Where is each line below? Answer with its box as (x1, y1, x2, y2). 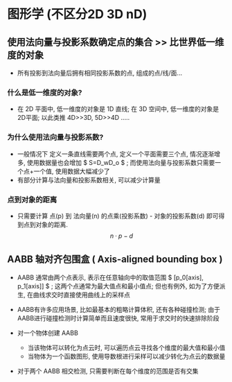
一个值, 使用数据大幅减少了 (33, 167, 111, 175)
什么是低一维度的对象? (7, 87, 82, 97)
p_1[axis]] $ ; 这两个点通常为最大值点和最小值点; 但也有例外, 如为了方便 (17, 281, 220, 290)
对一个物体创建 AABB (17, 329, 78, 337)
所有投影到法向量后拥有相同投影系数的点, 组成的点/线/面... (17, 69, 182, 77)
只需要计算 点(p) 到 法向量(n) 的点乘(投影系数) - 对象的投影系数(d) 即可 (17, 211, 220, 220)
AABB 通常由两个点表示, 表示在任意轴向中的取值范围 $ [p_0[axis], (17, 273, 204, 281)
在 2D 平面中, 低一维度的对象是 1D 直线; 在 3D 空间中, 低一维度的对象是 (17, 105, 220, 113)
